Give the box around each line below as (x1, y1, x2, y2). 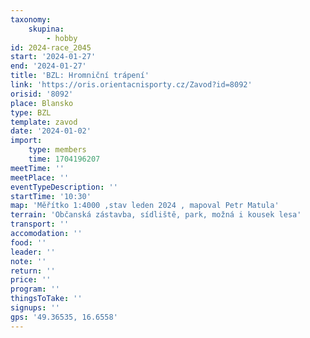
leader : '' (10, 247, 56, 257)
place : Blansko (10, 98, 74, 108)
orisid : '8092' (10, 89, 74, 99)
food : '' (10, 237, 47, 248)
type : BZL (10, 107, 52, 118)
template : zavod (10, 117, 78, 127)
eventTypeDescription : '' (10, 182, 118, 192)
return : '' (10, 266, 56, 276)
